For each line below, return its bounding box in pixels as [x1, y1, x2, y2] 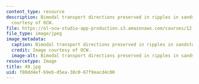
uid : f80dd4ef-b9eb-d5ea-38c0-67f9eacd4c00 [6, 69, 115, 75]
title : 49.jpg [6, 63, 41, 70]
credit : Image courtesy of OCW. [11, 47, 92, 53]
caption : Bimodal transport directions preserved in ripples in [11, 42, 174, 48]
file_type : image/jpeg [6, 31, 62, 37]
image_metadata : [6, 36, 46, 42]
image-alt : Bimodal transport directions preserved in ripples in [11, 53, 179, 59]
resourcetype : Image [6, 58, 57, 64]
